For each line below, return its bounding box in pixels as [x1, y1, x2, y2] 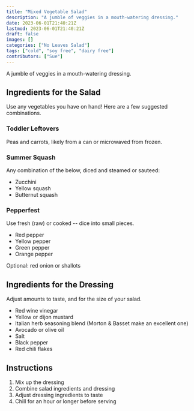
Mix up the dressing [14, 379, 64, 386]
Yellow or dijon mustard [14, 313, 74, 321]
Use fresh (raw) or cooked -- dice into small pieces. [6, 220, 135, 227]
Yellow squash [14, 185, 51, 192]
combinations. [6, 109, 41, 117]
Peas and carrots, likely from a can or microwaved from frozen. [6, 138, 163, 145]
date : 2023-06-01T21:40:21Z [6, 20, 77, 26]
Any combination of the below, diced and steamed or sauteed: [6, 167, 160, 174]
